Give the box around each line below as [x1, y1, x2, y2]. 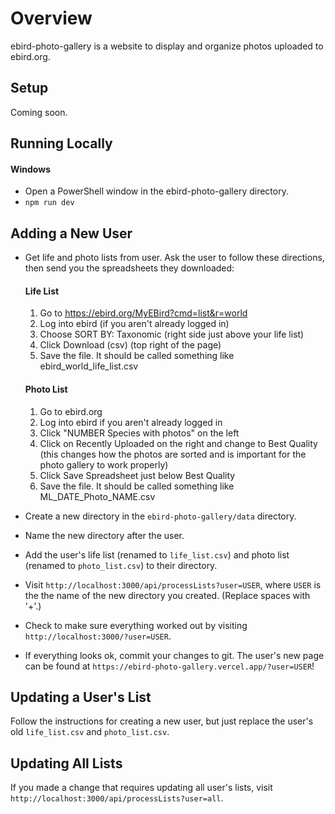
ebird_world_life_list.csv [39, 360, 139, 372]
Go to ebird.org [39, 405, 103, 417]
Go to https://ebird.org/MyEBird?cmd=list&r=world [39, 307, 248, 319]
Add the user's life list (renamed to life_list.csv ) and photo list [24, 548, 290, 561]
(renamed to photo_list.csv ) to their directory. [24, 559, 218, 571]
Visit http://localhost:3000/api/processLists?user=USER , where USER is [24, 578, 322, 591]
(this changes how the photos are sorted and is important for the [39, 448, 307, 460]
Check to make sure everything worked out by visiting [24, 619, 248, 631]
